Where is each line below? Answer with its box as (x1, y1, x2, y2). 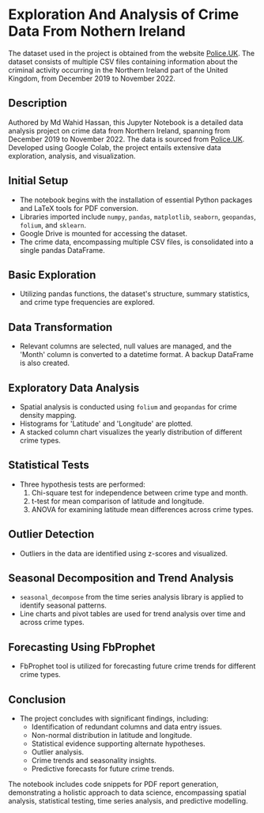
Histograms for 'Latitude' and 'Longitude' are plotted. (19, 419, 194, 428)
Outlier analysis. (31, 747, 85, 757)
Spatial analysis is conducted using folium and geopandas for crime (19, 402, 237, 412)
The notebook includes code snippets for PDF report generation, (8, 780, 219, 789)
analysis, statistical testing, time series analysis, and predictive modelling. (8, 796, 248, 806)
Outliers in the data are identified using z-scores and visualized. (19, 548, 228, 558)
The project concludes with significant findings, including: (19, 713, 209, 724)
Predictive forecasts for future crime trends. (31, 764, 175, 773)
